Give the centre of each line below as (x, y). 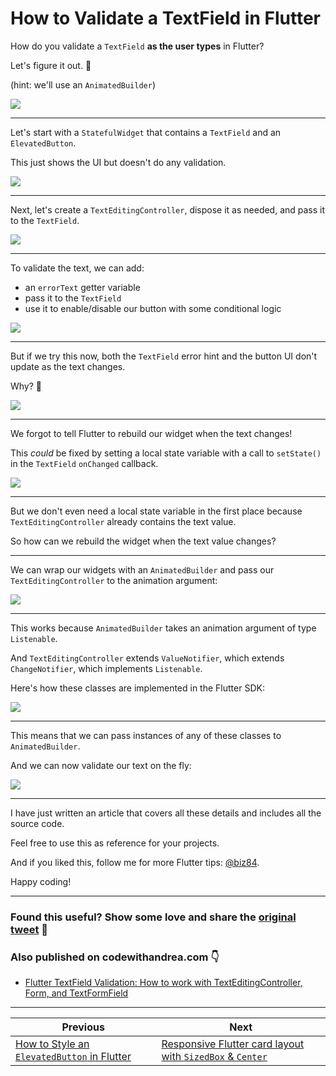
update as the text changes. (68, 366)
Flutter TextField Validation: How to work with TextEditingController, (163, 983)
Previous (83, 1027)
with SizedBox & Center (214, 1057)
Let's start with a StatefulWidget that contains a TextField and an (146, 132)
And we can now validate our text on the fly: (101, 765)
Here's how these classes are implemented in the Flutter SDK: (137, 688)
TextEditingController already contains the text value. (123, 521)
